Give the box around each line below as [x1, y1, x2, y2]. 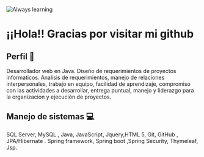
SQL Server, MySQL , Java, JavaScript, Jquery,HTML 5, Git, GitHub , [6, 131, 178, 138]
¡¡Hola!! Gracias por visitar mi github [6, 27, 194, 41]
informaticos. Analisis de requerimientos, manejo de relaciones [6, 74, 165, 81]
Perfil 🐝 [6, 51, 35, 61]
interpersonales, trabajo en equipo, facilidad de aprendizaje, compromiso [6, 80, 191, 88]
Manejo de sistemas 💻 [6, 111, 95, 122]
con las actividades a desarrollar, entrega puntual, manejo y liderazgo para [6, 87, 194, 94]
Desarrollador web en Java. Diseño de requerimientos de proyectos [6, 68, 177, 74]
